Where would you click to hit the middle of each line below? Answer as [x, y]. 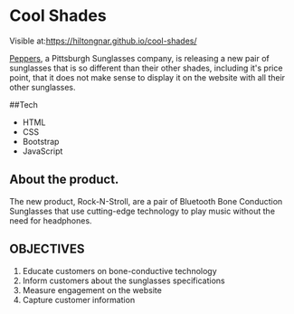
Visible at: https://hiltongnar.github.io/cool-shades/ [103, 41]
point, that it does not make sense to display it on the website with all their [147, 77]
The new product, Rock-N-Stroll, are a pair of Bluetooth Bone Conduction [146, 201]
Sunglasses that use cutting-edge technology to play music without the [142, 211]
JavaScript [43, 151]
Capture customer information [79, 300]
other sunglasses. [43, 87]
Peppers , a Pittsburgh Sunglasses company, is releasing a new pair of [139, 58]
